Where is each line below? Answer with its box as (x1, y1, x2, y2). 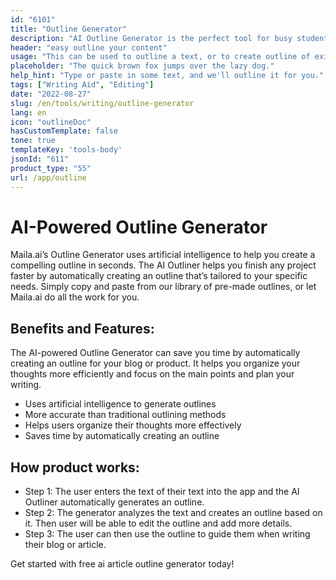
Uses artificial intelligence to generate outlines (24, 398, 217, 410)
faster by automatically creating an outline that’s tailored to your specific (10, 270, 308, 282)
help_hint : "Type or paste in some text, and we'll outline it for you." (10, 71, 325, 81)
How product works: (10, 459, 140, 476)
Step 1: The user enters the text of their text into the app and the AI (24, 486, 300, 498)
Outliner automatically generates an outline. (24, 496, 205, 508)
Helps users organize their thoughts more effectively (24, 419, 242, 431)
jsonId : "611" (10, 154, 70, 164)
